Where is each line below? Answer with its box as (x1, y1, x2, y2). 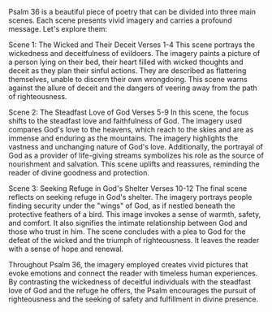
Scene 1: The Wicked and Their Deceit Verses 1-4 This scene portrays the (8, 40, 256, 50)
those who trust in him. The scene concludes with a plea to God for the (8, 227, 246, 236)
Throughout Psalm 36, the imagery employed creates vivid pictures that (8, 260, 248, 269)
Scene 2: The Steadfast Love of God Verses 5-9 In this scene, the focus (8, 107, 249, 117)
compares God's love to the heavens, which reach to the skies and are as (8, 125, 254, 134)
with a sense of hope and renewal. (8, 244, 124, 253)
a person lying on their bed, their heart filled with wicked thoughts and (8, 57, 244, 67)
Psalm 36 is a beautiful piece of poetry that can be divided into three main (8, 7, 257, 16)
